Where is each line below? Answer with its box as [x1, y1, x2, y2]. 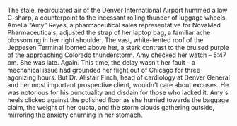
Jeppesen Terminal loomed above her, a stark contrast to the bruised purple [7, 44, 229, 51]
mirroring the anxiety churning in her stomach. [7, 111, 143, 119]
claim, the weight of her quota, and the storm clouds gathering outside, [7, 103, 215, 111]
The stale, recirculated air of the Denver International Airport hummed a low [7, 6, 228, 14]
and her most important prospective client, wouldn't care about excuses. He [7, 81, 229, 89]
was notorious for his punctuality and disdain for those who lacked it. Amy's [7, 88, 229, 96]
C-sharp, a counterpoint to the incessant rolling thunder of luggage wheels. [7, 13, 228, 22]
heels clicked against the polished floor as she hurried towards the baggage [7, 96, 229, 104]
